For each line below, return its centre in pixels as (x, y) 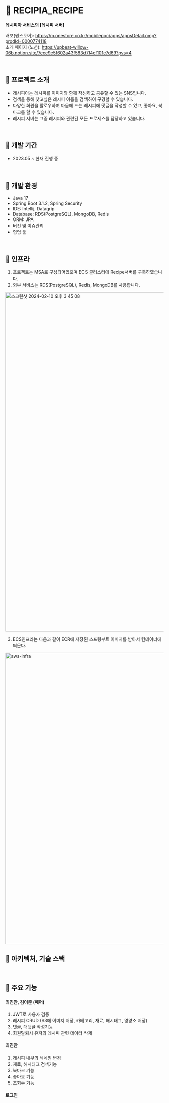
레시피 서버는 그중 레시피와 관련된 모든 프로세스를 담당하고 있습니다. (79, 118)
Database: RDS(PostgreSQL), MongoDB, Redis (61, 214)
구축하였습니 (150, 272)
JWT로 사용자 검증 (31, 1014)
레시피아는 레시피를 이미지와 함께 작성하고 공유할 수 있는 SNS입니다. (79, 93)
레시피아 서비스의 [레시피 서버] (35, 25)
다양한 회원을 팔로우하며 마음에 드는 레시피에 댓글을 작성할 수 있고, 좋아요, (85, 105)
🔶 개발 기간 (21, 146)
